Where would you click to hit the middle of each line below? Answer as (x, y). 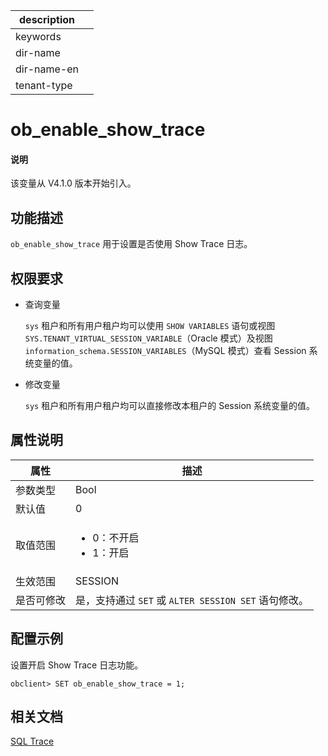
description (47, 19)
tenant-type (44, 85)
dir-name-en (47, 69)
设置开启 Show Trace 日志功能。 (77, 665)
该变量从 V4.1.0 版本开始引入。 (73, 183)
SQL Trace (32, 741)
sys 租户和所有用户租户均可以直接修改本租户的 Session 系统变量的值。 (170, 406)
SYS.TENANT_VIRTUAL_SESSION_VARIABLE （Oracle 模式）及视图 (148, 338)
